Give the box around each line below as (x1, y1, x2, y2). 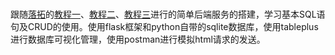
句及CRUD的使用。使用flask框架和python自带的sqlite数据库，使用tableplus (10, 21, 319, 33)
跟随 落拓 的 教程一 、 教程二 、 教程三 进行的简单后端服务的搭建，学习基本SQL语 (10, 8, 326, 21)
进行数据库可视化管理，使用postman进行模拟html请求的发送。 (10, 33, 266, 46)
